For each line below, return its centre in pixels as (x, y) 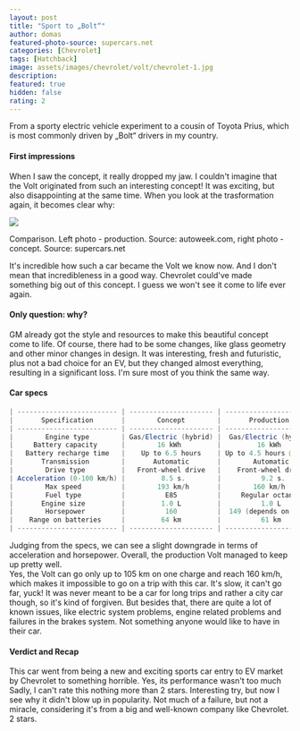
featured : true (37, 84)
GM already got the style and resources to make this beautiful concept (139, 334)
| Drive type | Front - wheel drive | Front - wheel (145, 471)
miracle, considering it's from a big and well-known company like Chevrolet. (149, 710)
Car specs (29, 393)
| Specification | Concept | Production (150, 420)
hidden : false (36, 92)
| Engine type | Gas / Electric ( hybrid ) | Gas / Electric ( (147, 437)
